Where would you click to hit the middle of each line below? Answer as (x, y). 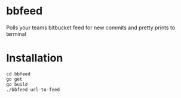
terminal (16, 33)
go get (14, 79)
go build (17, 84)
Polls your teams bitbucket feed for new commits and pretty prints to (91, 27)
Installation (35, 58)
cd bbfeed (19, 74)
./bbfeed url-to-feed (33, 90)
